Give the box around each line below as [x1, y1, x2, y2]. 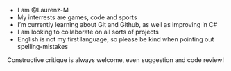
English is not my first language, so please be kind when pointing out [17, 35, 214, 43]
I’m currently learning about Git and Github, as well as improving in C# [17, 21, 218, 28]
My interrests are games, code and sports [17, 13, 137, 21]
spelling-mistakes [17, 43, 68, 50]
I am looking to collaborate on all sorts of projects [17, 28, 160, 36]
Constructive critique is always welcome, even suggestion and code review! [7, 56, 224, 64]
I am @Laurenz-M [17, 6, 69, 14]
